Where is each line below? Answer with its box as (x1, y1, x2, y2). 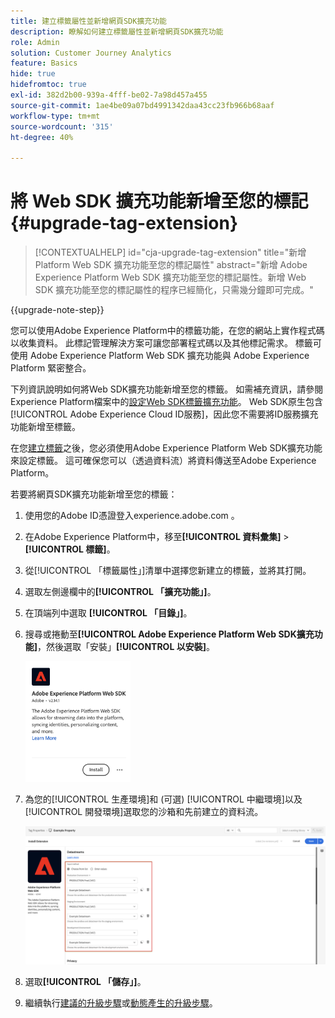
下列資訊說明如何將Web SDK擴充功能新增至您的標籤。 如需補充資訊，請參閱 (10, 383, 324, 395)
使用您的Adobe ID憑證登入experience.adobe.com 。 (24, 510, 240, 522)
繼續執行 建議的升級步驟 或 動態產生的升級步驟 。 (24, 997, 218, 1009)
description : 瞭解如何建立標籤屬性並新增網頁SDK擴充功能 (10, 26, 224, 37)
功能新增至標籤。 (10, 421, 81, 433)
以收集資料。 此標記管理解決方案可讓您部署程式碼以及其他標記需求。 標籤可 (10, 337, 322, 349)
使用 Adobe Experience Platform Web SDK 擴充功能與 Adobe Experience (10, 350, 310, 362)
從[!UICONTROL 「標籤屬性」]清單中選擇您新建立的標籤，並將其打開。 (24, 565, 312, 577)
